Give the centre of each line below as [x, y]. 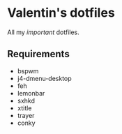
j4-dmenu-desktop [44, 78]
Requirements [38, 54]
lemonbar [31, 93]
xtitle [24, 108]
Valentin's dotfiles [61, 13]
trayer [26, 115]
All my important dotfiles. [44, 32]
